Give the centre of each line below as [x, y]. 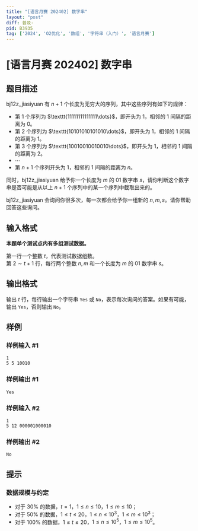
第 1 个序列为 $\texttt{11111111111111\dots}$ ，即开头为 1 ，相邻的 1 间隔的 [100, 117]
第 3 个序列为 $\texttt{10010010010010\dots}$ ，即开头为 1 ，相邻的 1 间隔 [103, 147]
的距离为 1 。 [30, 139]
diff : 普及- [20, 23]
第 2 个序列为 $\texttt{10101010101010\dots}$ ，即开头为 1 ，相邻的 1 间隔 [102, 132]
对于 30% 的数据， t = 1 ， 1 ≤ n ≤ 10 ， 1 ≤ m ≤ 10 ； [76, 507]
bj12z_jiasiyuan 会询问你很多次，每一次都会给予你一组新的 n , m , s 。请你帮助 [98, 200]
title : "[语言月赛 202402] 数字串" [47, 12]
